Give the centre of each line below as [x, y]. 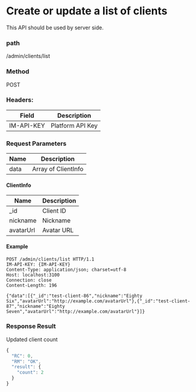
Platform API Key [74, 125]
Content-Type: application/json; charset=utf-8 [66, 269]
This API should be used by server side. [55, 27]
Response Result [31, 326]
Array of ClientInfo [58, 169]
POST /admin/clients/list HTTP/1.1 [50, 259]
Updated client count [32, 339]
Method [18, 72]
